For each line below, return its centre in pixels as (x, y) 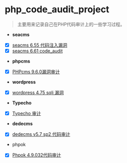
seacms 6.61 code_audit (37, 51)
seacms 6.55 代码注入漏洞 (40, 45)
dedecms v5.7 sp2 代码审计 (41, 134)
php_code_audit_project (57, 9)
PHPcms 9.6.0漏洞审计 (36, 72)
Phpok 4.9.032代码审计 (37, 155)
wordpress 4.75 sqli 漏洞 (38, 93)
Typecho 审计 (27, 113)
